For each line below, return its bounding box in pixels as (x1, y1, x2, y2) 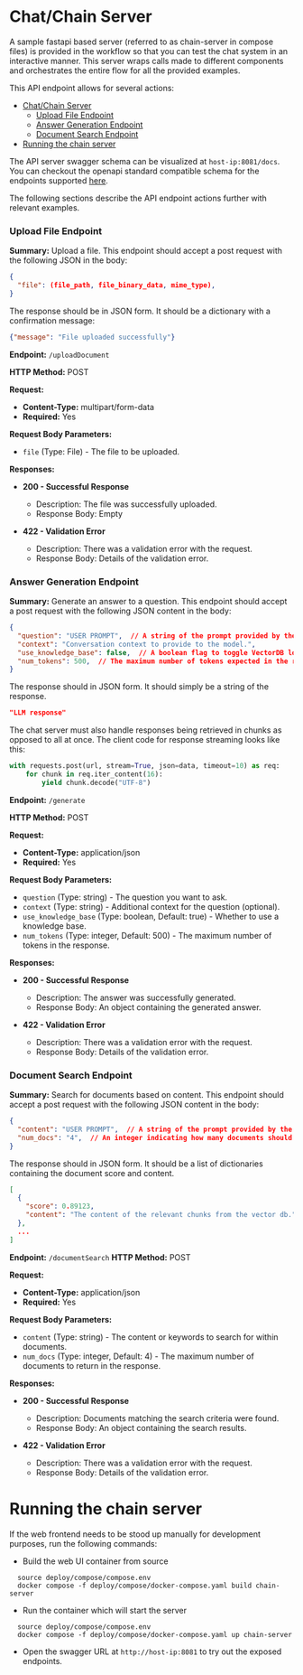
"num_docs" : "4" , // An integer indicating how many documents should (17, 1133, 293, 1142)
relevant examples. (9, 201, 80, 213)
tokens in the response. (22, 940, 110, 950)
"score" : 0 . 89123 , (25, 1202, 95, 1212)
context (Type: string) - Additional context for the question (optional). (22, 901, 280, 912)
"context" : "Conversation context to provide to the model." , (17, 640, 256, 649)
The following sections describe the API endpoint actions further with (9, 192, 268, 203)
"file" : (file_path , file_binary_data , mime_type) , (17, 281, 216, 290)
